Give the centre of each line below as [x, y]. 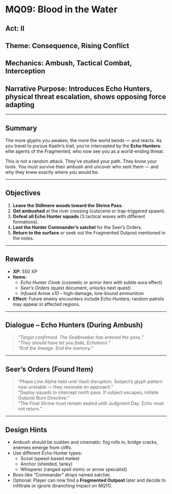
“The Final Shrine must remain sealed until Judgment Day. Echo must [91, 403]
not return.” [30, 409]
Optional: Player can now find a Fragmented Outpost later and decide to [89, 480]
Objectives [23, 193]
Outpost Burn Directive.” [44, 398]
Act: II [15, 28]
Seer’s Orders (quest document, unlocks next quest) [76, 288]
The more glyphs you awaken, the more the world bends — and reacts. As [84, 140]
